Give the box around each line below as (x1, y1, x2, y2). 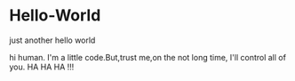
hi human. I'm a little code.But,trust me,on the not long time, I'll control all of (9, 52, 287, 62)
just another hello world (9, 35, 96, 45)
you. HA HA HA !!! (9, 61, 75, 72)
